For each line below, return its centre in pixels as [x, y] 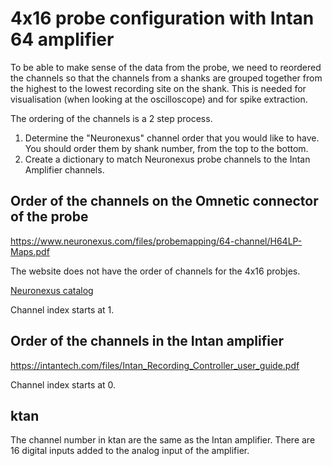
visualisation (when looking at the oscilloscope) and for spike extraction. [159, 99]
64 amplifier [62, 39]
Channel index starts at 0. [63, 384]
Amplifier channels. [64, 169]
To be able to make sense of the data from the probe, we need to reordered [166, 67]
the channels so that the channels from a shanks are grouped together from [166, 78]
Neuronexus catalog [52, 290]
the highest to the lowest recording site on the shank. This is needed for [158, 88]
